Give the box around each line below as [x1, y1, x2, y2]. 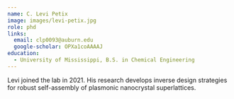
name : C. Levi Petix [7, 10, 69, 18]
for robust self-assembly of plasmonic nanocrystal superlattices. [7, 83, 196, 92]
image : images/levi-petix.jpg [7, 17, 97, 24]
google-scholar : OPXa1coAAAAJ [13, 43, 103, 50]
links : [7, 30, 27, 37]
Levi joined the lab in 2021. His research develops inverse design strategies [7, 76, 228, 84]
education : [7, 50, 40, 57]
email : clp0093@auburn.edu [13, 37, 94, 44]
